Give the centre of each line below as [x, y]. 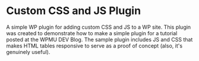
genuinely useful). [28, 52]
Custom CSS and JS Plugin [74, 11]
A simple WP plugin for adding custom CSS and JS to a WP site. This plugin [99, 27]
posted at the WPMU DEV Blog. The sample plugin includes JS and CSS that [99, 39]
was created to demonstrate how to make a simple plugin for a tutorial [92, 33]
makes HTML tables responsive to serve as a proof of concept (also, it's [94, 46]
